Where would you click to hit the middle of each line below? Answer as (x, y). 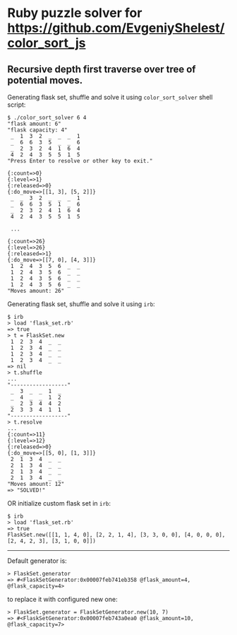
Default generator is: (37, 561)
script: (17, 105)
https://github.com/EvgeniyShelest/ (116, 28)
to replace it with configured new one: (62, 599)
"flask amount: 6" (34, 124)
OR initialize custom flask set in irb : (59, 503)
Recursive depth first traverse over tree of (102, 69)
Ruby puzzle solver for (75, 13)
